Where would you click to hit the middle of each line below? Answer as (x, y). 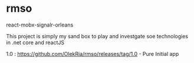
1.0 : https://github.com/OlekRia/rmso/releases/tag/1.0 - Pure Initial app (93, 54)
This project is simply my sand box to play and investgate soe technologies (97, 36)
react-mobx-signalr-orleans (40, 25)
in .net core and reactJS (35, 42)
